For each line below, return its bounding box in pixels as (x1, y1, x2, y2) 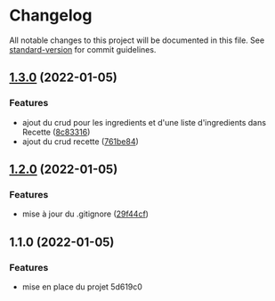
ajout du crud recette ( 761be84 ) (21, 135, 140, 147)
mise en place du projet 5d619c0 (21, 281, 142, 292)
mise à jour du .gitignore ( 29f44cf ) (21, 208, 150, 219)
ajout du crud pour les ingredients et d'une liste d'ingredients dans (21, 117, 267, 127)
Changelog (9, 5, 93, 26)
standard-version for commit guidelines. (9, 44, 157, 54)
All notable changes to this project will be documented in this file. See (9, 35, 265, 45)
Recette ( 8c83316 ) (21, 126, 91, 137)
